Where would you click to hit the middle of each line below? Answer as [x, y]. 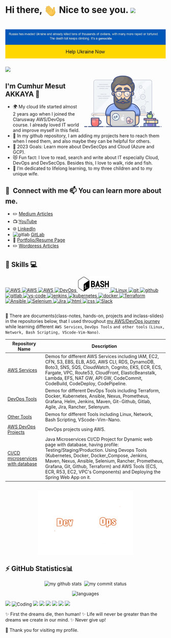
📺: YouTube [25, 222]
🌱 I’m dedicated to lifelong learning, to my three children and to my [82, 168]
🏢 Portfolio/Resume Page [39, 240]
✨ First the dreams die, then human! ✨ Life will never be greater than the [81, 614]
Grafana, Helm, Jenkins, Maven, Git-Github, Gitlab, [98, 402]
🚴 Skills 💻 [21, 264]
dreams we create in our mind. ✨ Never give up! [55, 620]
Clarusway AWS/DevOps [39, 120]
